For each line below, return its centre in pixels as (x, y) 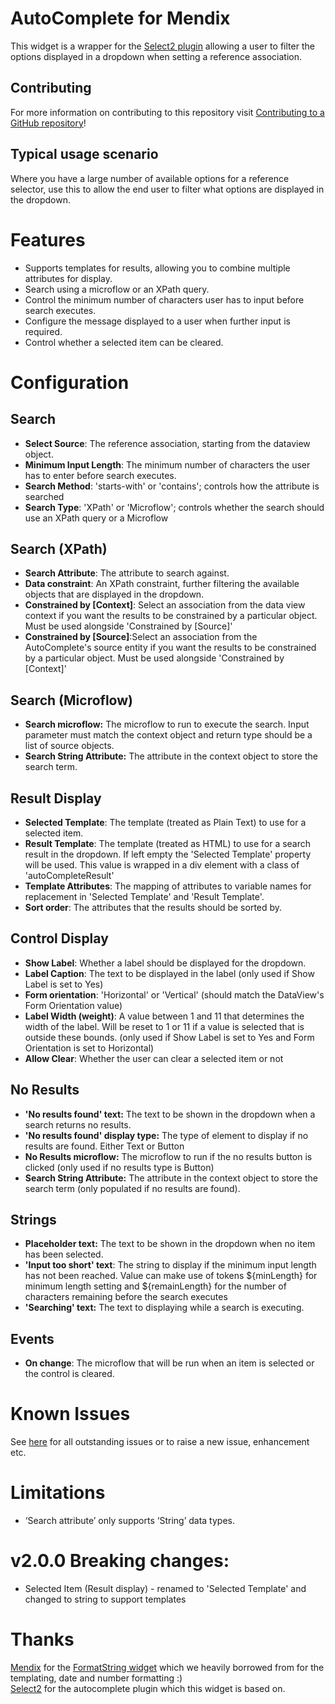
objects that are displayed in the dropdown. (114, 594)
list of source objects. (69, 746)
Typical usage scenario (84, 154)
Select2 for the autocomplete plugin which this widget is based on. (148, 1688)
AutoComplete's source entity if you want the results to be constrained (170, 648)
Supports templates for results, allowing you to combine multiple (157, 268)
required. (43, 331)
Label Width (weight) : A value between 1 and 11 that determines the (164, 1016)
